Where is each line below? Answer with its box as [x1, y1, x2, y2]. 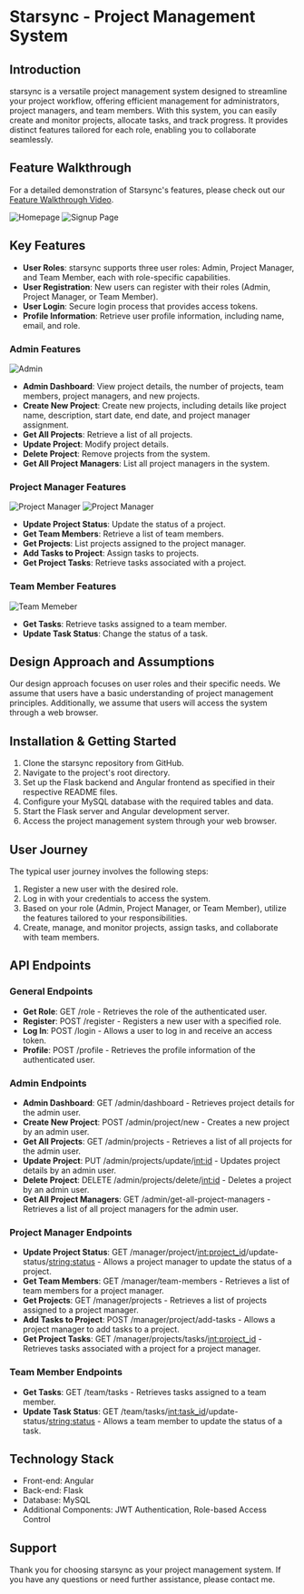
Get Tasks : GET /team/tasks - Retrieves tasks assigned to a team [22, 1386, 267, 1397]
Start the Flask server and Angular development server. [22, 806, 230, 817]
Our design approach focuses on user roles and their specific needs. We [9, 678, 281, 689]
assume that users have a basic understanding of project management [9, 688, 274, 699]
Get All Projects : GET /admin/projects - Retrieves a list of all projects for [22, 1136, 293, 1146]
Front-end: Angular [22, 1475, 94, 1486]
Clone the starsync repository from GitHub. [22, 758, 184, 769]
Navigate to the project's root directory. [22, 767, 171, 778]
